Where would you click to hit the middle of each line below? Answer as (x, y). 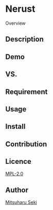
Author (17, 190)
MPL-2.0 (14, 174)
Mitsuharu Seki (21, 202)
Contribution (26, 144)
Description (24, 39)
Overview (15, 23)
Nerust (20, 9)
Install (15, 127)
